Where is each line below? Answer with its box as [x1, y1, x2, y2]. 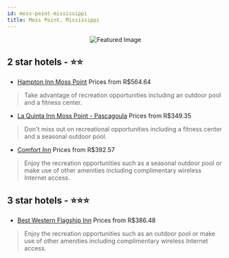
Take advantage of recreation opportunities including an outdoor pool [23, 91, 221, 100]
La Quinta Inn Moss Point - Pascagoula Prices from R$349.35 [17, 111, 191, 120]
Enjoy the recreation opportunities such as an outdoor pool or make [23, 230, 215, 238]
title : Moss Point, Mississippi [7, 17, 100, 23]
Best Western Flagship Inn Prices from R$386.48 [17, 216, 156, 224]
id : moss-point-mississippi [7, 10, 88, 17]
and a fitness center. [23, 98, 83, 107]
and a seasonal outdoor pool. [23, 132, 107, 141]
